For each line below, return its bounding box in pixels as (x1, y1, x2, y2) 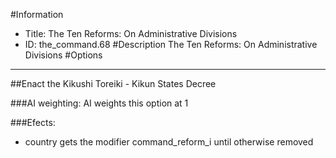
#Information (10, 9, 64, 20)
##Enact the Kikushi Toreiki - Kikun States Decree (10, 78, 217, 89)
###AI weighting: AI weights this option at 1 (10, 97, 189, 109)
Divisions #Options (24, 49, 103, 61)
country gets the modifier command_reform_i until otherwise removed (24, 136, 314, 148)
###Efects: (10, 117, 56, 128)
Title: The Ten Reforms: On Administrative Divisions (24, 28, 238, 39)
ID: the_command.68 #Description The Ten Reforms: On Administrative (24, 39, 318, 50)
